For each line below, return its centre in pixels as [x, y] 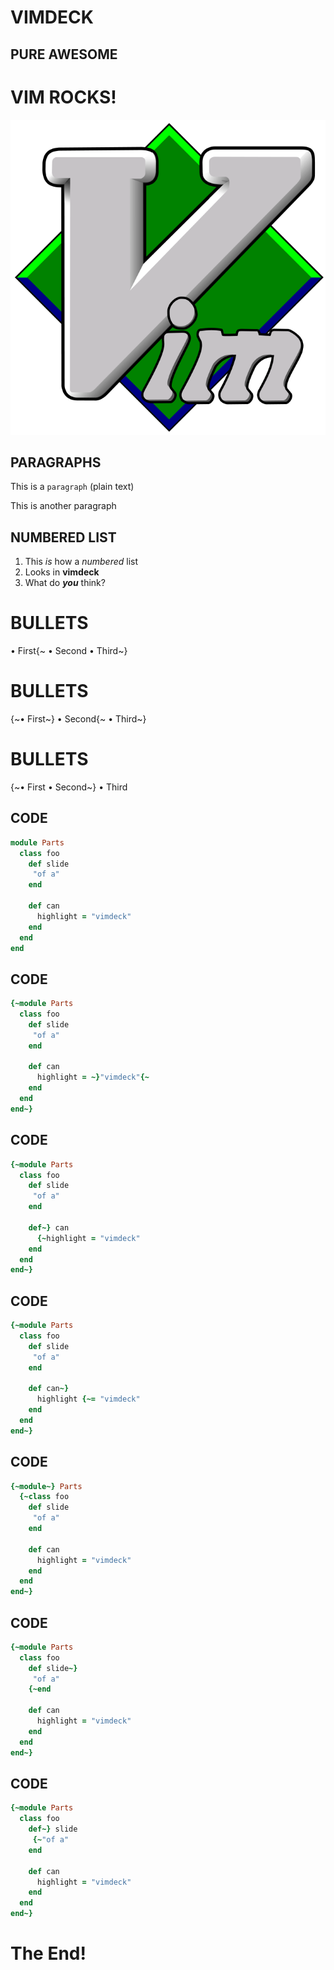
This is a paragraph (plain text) [72, 487]
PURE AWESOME [64, 54]
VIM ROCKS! [63, 97]
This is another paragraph [63, 506]
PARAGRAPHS [56, 462]
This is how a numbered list [81, 562]
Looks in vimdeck [62, 572]
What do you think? [65, 583]
